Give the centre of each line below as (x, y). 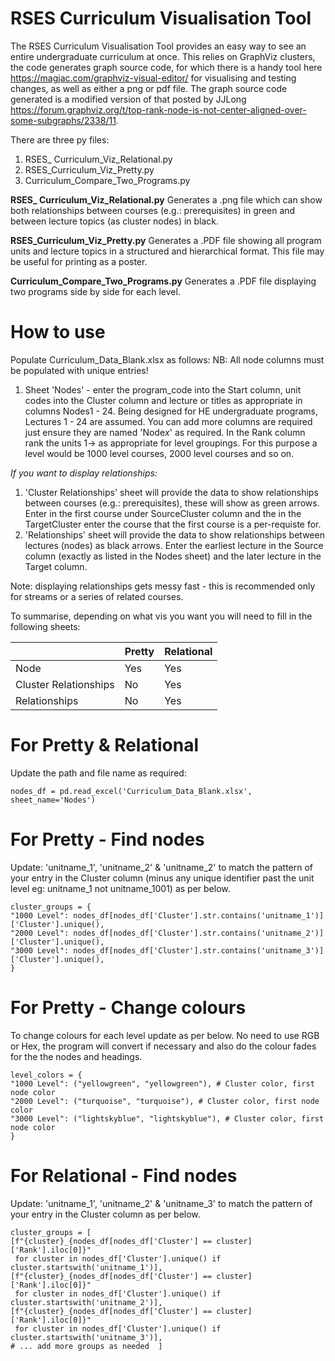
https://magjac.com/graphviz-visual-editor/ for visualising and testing (153, 78)
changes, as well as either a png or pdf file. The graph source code (149, 88)
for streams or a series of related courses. (97, 596)
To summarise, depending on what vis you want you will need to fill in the (161, 616)
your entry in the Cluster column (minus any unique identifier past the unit (162, 878)
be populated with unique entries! (79, 370)
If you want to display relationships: (84, 473)
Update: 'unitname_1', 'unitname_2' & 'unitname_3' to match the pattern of (161, 1203)
